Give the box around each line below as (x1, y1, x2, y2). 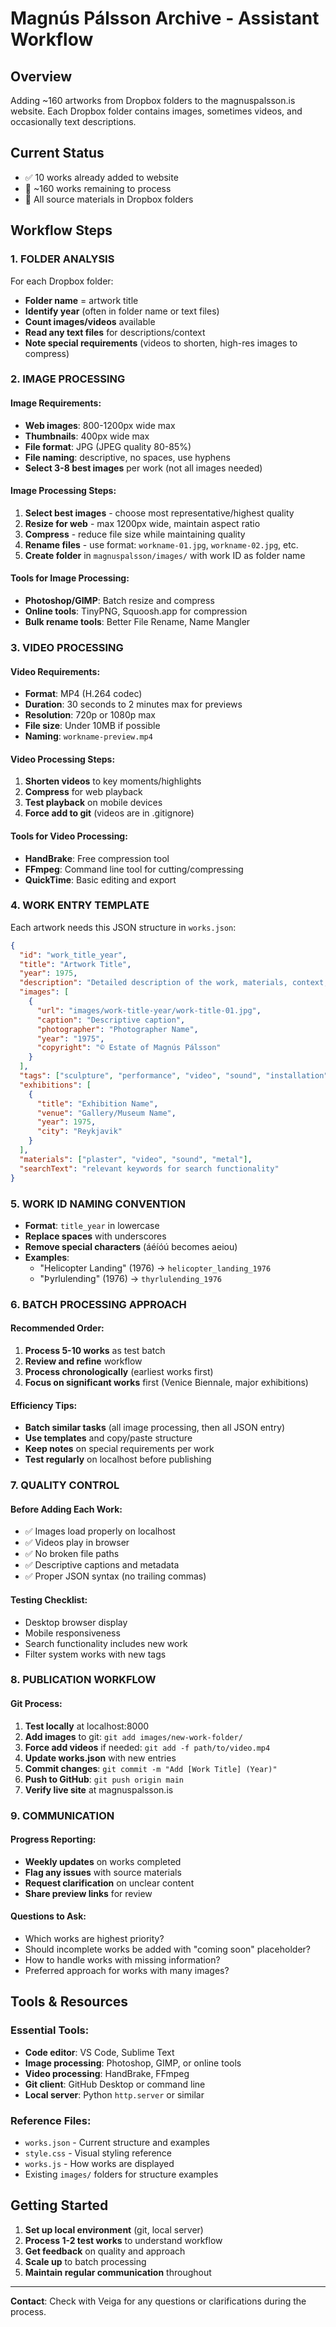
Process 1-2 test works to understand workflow (24, 2234, 223, 2246)
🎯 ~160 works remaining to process (24, 182, 172, 194)
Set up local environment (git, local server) (24, 2223, 204, 2236)
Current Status (10, 145, 105, 162)
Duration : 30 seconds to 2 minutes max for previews (24, 698, 243, 711)
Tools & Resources (10, 1993, 129, 2011)
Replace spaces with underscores (24, 1230, 167, 1242)
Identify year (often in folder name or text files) (24, 305, 220, 317)
